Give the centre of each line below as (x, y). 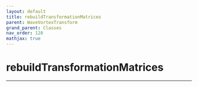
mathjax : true (24, 39)
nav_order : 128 (25, 33)
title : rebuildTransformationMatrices (54, 17)
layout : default (26, 11)
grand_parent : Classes (34, 28)
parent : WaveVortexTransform (42, 22)
